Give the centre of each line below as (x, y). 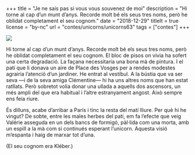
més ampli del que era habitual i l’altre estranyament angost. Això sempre (94, 92)
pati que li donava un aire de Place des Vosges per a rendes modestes (91, 68)
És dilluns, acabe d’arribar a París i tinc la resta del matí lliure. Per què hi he (96, 110)
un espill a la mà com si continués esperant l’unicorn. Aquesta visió (87, 128)
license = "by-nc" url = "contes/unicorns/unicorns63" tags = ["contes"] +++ (98, 27)
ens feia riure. (23, 99)
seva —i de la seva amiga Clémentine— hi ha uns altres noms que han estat (97, 80)
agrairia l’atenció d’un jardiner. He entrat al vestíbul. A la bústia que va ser (94, 74)
